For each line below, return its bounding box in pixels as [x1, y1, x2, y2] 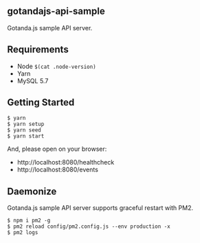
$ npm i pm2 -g [7, 217, 51, 224]
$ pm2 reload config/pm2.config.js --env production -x [7, 223, 170, 230]
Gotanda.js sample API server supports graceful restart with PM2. [7, 204, 194, 212]
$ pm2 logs [7, 229, 38, 236]
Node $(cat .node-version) [16, 62, 96, 70]
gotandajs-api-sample [7, 6, 105, 17]
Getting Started [7, 96, 75, 109]
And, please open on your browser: [7, 145, 107, 154]
